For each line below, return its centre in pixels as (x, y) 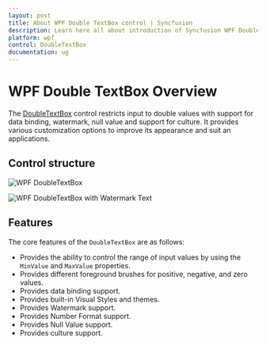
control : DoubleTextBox (47, 45)
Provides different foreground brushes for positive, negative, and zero (133, 274)
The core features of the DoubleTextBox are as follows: (96, 241)
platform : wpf (32, 38)
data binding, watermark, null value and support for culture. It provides (123, 121)
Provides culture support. (61, 332)
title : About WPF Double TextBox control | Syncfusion (101, 23)
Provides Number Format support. (75, 316)
